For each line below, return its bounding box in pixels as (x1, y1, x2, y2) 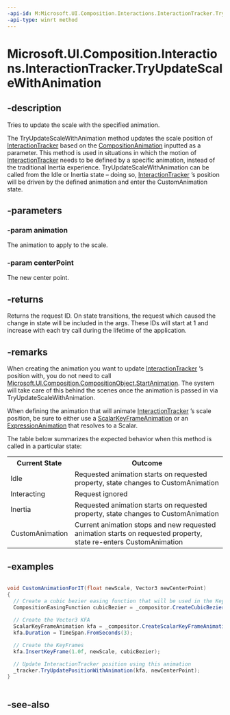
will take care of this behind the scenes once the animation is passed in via (7, 386, 218, 395)
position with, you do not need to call (7, 372, 112, 380)
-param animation (7, 225, 68, 235)
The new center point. (7, 274, 70, 282)
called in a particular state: (7, 442, 82, 450)
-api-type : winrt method (7, 16, 78, 23)
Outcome (131, 458, 163, 468)
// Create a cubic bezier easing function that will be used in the (13, 598, 213, 605)
